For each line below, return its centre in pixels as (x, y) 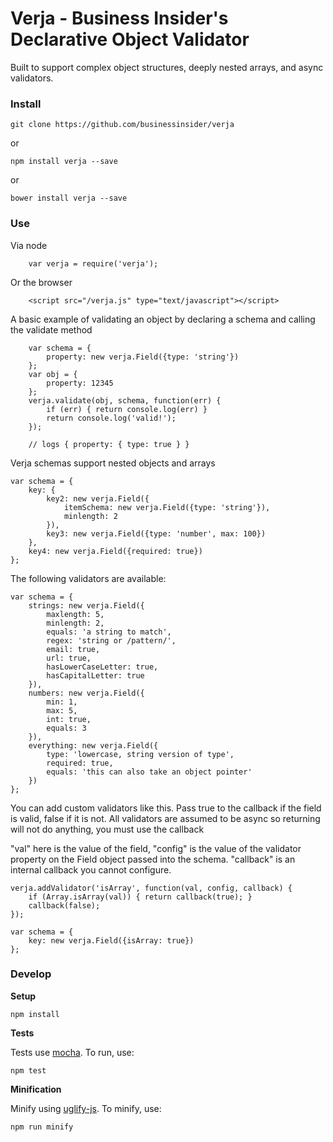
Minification (36, 1089)
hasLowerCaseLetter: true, (102, 667)
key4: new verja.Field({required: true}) (115, 551)
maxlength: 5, (75, 614)
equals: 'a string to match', (109, 632)
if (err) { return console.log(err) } (127, 409)
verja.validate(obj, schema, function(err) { (125, 400)
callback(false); (64, 905)
